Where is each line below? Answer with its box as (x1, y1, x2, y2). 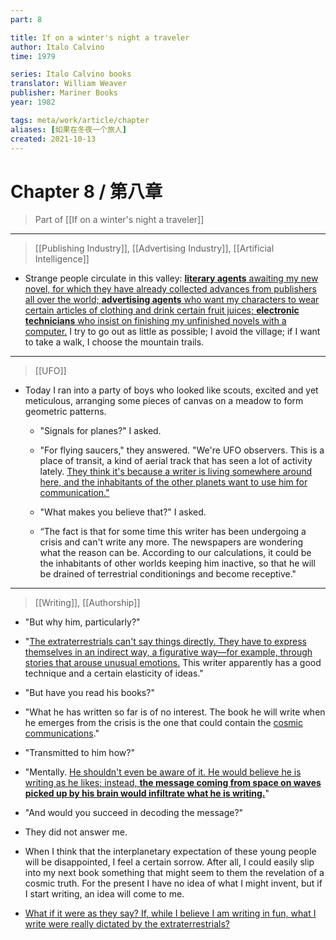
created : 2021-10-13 (10, 134, 97, 144)
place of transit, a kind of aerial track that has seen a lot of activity (39, 455, 313, 467)
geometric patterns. (24, 406, 107, 418)
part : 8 (10, 14, 43, 25)
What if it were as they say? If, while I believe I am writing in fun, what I (24, 907, 317, 920)
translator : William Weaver (10, 79, 128, 89)
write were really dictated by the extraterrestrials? (24, 918, 230, 930)
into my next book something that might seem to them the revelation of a (24, 867, 325, 879)
